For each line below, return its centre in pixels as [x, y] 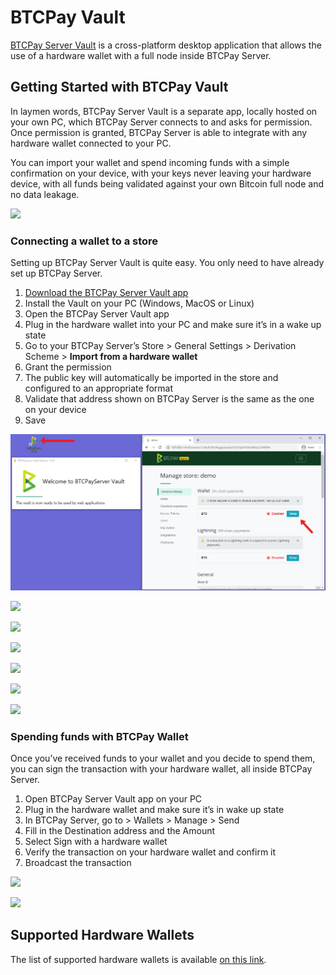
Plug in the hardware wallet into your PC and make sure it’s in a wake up [173, 325]
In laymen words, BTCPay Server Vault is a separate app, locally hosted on [164, 111]
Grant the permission [68, 367]
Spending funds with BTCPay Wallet [99, 736]
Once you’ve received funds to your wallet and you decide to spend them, [163, 758]
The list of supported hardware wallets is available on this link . [138, 959]
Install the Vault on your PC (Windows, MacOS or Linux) [139, 303]
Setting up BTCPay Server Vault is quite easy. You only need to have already [167, 263]
